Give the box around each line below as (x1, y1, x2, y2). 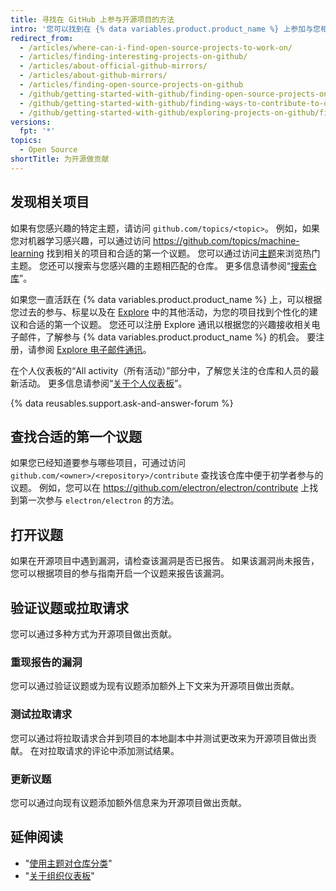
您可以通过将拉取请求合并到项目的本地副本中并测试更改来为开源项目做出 (10, 732, 308, 744)
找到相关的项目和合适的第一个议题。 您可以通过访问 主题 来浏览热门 (46, 247, 321, 259)
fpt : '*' (19, 126, 56, 136)
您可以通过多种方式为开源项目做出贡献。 (10, 628, 177, 640)
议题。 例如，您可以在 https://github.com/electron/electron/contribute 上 (10, 482, 310, 494)
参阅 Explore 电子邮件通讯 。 (36, 343, 152, 355)
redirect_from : (10, 33, 74, 43)
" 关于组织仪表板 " (24, 869, 95, 881)
